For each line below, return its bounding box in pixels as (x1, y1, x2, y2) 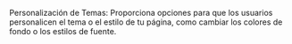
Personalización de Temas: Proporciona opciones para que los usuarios (9, 8, 273, 18)
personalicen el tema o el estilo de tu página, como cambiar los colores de (9, 17, 283, 27)
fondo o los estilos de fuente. (9, 26, 117, 36)
